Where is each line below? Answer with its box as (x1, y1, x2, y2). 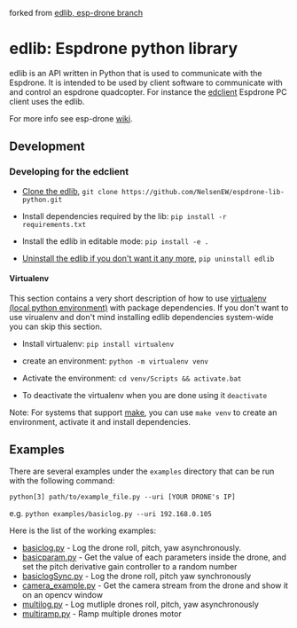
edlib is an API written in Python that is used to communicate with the (9, 67, 262, 78)
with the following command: (9, 475, 115, 486)
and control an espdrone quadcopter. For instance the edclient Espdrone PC (9, 86, 288, 97)
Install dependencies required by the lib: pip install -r (21, 210, 227, 221)
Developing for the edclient (9, 166, 129, 178)
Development (9, 139, 86, 154)
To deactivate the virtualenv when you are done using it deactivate (21, 389, 268, 400)
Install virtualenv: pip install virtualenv (21, 338, 175, 349)
